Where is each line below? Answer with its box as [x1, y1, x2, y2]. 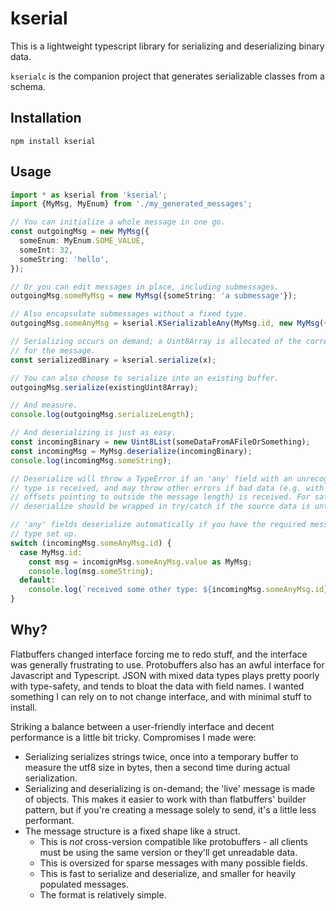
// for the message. [10, 345, 97, 356]
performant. [24, 814, 75, 826]
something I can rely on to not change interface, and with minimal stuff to [10, 690, 312, 702]
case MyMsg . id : [19, 547, 83, 557]
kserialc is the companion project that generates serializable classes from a [10, 70, 325, 82]
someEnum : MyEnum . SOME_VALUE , [19, 236, 145, 246]
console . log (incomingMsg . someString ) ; [10, 455, 172, 466]
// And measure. [10, 400, 78, 411]
